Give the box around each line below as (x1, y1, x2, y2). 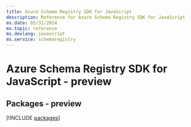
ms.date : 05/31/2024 (6, 20, 58, 26)
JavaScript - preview (6, 75, 112, 88)
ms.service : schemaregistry (6, 36, 76, 42)
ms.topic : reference (6, 25, 58, 32)
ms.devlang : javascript (6, 31, 66, 37)
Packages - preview (6, 98, 82, 109)
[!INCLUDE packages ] (6, 114, 60, 121)
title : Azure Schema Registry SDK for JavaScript (6, 8, 133, 15)
